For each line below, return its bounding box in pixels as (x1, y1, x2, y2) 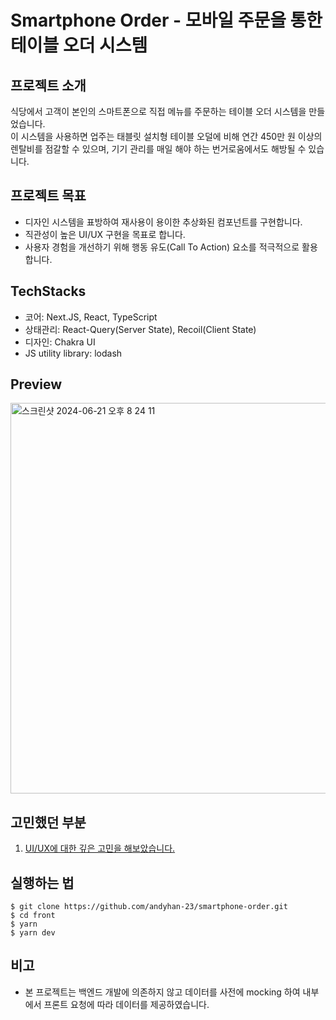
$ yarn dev (10, 928, 56, 938)
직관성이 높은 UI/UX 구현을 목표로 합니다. (24, 228, 186, 240)
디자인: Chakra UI (24, 336, 96, 348)
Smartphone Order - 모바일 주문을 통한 (10, 9, 323, 32)
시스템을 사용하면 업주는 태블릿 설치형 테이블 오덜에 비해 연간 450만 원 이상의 (20, 131, 323, 142)
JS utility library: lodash (24, 347, 123, 359)
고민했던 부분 (10, 814, 87, 831)
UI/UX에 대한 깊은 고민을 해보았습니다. (24, 842, 176, 855)
